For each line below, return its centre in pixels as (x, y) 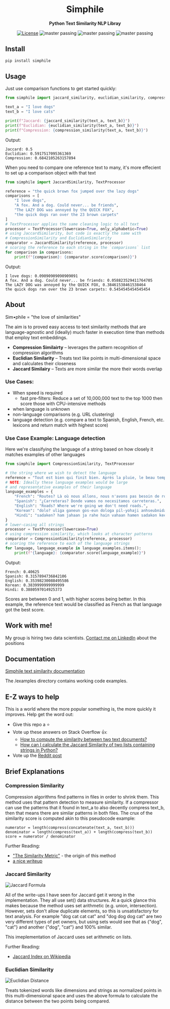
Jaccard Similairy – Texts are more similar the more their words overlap (88, 369)
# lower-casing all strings (35, 524)
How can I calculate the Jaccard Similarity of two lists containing (88, 745)
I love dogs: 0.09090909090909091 (42, 276)
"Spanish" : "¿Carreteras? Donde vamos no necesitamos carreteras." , (88, 501)
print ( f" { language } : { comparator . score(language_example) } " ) (80, 553)
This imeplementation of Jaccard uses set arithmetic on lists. (69, 937)
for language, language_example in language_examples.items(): (73, 548)
